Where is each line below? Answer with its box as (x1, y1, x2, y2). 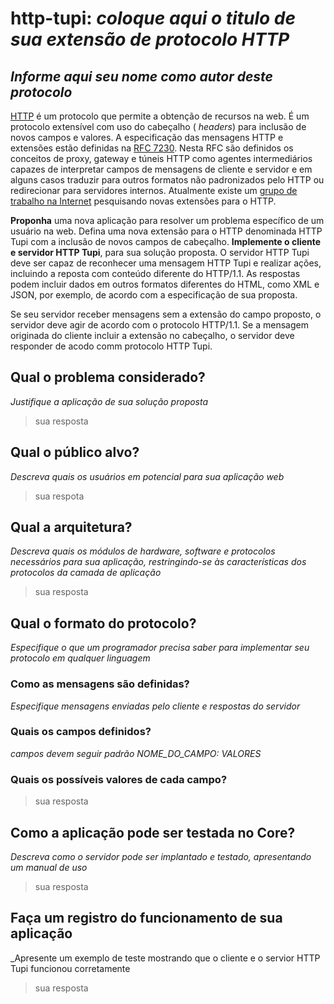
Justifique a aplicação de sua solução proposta (10, 395, 209, 407)
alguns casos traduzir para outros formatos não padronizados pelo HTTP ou (10, 174, 325, 186)
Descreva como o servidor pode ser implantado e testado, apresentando (10, 850, 312, 862)
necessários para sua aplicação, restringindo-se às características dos (10, 556, 307, 568)
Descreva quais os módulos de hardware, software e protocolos (10, 545, 276, 557)
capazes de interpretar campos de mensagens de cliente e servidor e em (10, 163, 313, 175)
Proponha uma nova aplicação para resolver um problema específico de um (10, 215, 325, 226)
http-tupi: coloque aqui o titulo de (10, 7, 296, 30)
